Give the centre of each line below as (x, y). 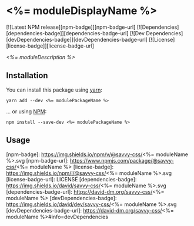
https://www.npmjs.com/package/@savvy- (122, 160)
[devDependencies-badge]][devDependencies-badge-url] (77, 39)
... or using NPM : (26, 111)
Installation (27, 75)
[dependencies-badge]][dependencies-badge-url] (67, 33)
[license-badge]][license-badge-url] (50, 46)
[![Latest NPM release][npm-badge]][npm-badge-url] (71, 27)
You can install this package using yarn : (54, 90)
